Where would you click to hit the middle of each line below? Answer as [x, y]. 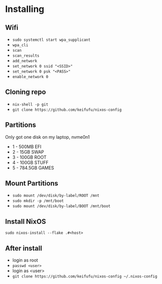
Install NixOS [26, 222]
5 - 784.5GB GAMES [33, 168]
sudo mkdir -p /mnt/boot [38, 201]
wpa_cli [20, 45]
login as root [25, 260]
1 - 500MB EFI [27, 146]
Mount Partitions [32, 183]
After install [24, 248]
